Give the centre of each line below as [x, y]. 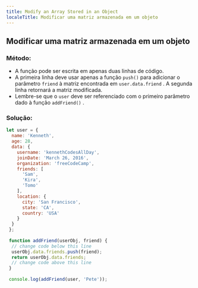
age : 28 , [22, 141]
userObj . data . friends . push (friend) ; [57, 252]
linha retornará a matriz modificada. [59, 90]
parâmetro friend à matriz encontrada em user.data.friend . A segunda [103, 84]
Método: [19, 58]
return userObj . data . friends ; [49, 257]
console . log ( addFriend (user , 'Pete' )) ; [58, 280]
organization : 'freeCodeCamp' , [56, 163]
